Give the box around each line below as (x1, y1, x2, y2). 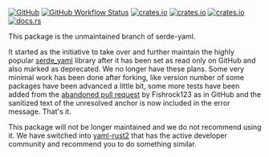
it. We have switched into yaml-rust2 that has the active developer (8, 131, 227, 140)
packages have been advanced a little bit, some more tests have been (8, 81, 240, 91)
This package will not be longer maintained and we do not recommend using (8, 123, 262, 131)
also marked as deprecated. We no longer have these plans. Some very (8, 64, 245, 74)
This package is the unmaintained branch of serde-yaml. (8, 32, 196, 41)
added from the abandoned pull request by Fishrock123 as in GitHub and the (8, 90, 262, 99)
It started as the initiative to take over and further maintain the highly (8, 47, 235, 56)
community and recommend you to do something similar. (8, 139, 197, 148)
